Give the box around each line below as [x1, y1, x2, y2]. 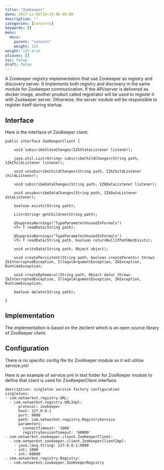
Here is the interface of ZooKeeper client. [5, 129, 89, 135]
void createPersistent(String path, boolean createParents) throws [14, 255, 155, 260]
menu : [5, 30, 16, 35]
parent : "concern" [14, 39, 52, 44]
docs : [9, 35, 21, 40]
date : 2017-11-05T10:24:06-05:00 [5, 12, 74, 17]
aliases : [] [5, 53, 29, 58]
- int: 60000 [14, 451, 41, 456]
